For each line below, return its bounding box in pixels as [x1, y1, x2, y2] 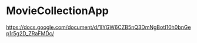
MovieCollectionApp [6, 4, 109, 18]
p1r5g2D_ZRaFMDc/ [6, 29, 55, 37]
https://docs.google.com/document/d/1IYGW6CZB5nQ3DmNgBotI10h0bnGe [6, 24, 191, 31]
